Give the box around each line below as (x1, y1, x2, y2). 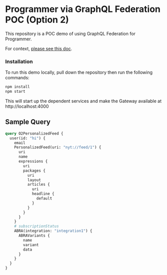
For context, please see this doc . (5, 45, 72, 51)
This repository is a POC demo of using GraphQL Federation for (5, 30, 136, 36)
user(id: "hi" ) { (9, 136, 46, 141)
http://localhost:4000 (5, 103, 49, 109)
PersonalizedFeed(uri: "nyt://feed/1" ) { (14, 145, 101, 150)
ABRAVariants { (18, 233, 50, 238)
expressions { (18, 159, 48, 164)
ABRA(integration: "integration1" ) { (14, 229, 93, 234)
